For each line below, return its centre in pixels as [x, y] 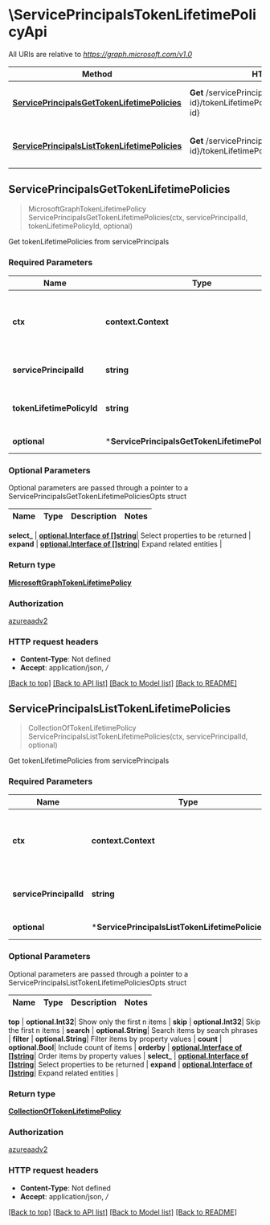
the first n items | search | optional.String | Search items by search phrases [133, 1030]
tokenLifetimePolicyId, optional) [80, 226]
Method [97, 74]
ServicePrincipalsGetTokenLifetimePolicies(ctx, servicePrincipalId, [138, 217]
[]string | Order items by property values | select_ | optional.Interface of [129, 1055]
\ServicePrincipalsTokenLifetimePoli [133, 15]
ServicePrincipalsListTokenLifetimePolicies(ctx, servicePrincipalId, [138, 736]
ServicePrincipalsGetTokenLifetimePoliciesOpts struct [98, 497]
